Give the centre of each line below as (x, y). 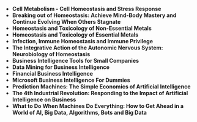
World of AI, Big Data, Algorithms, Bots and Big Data (79, 113)
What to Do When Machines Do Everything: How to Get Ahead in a (98, 106)
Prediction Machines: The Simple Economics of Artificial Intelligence (101, 87)
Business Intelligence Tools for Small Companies (76, 61)
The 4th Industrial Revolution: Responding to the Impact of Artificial (100, 93)
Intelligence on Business (44, 99)
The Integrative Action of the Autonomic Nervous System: (87, 48)
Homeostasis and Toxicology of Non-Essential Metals (82, 28)
